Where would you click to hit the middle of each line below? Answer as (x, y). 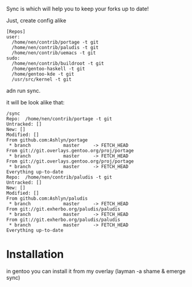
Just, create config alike (36, 20)
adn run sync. (23, 91)
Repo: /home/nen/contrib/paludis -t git (59, 177)
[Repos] (16, 32)
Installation (35, 255)
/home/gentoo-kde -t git (43, 74)
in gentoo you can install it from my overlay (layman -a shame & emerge (96, 271)
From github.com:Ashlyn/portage (47, 140)
